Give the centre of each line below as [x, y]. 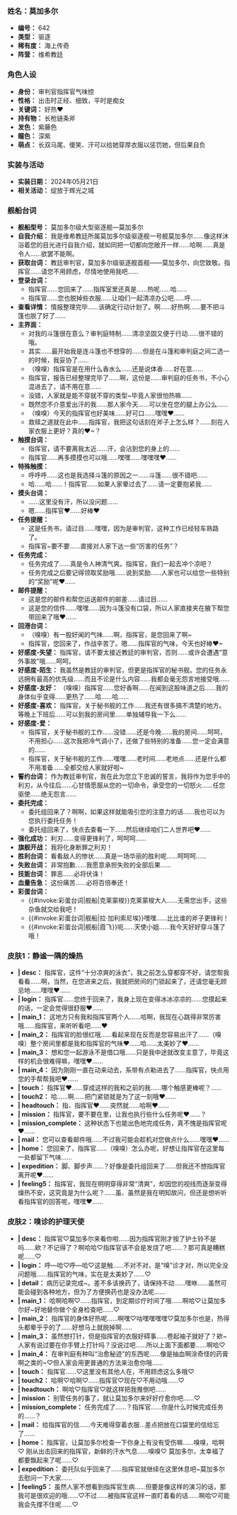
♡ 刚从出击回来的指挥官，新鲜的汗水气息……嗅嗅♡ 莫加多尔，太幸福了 [121, 1451]
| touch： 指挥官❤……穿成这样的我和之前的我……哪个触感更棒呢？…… [120, 1088]
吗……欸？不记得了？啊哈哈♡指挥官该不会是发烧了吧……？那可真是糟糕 [121, 1247]
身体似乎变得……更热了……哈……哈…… [73, 697]
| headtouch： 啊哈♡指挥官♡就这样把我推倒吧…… [92, 1389]
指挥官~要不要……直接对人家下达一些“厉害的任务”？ [103, 546]
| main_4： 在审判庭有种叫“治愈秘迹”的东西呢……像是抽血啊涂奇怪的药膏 [123, 1353]
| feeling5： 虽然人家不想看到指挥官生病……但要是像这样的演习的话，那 [122, 1487]
